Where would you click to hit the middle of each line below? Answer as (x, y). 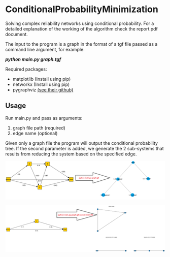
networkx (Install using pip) (41, 84)
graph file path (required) (39, 127)
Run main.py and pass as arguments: (44, 118)
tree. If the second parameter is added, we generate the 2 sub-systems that (84, 148)
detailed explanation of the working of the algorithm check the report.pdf (82, 28)
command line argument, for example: (45, 49)
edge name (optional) (35, 133)
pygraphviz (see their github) (43, 89)
